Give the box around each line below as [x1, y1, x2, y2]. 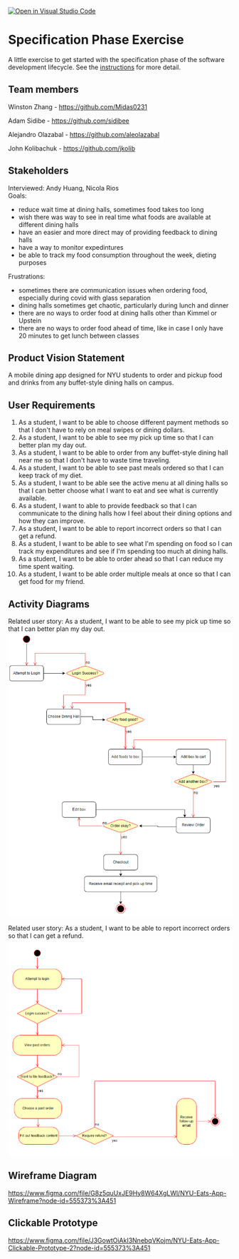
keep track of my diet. [18, 471, 83, 480]
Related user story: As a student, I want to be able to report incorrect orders [8, 924, 230, 932]
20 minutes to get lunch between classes [18, 331, 139, 340]
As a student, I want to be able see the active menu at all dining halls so [18, 479, 228, 487]
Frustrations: [8, 272, 46, 280]
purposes [18, 258, 47, 267]
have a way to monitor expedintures [18, 243, 124, 251]
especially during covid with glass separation [18, 293, 152, 302]
